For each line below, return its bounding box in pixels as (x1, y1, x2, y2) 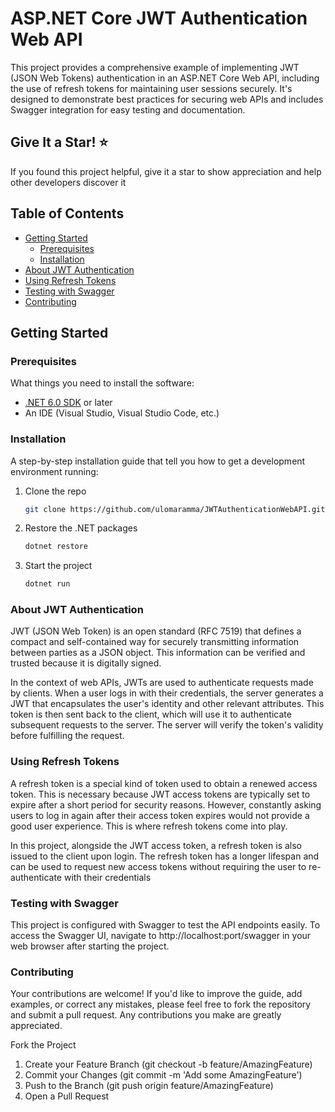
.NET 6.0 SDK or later (24, 397, 113, 409)
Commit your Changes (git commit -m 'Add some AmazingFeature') (24, 1069, 303, 1081)
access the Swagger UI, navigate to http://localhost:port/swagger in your (10, 930, 312, 942)
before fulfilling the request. (10, 730, 125, 742)
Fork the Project (10, 1039, 77, 1051)
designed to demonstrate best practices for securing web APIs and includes (10, 93, 324, 105)
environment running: (10, 465, 99, 477)
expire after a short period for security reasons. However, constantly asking (10, 798, 322, 811)
